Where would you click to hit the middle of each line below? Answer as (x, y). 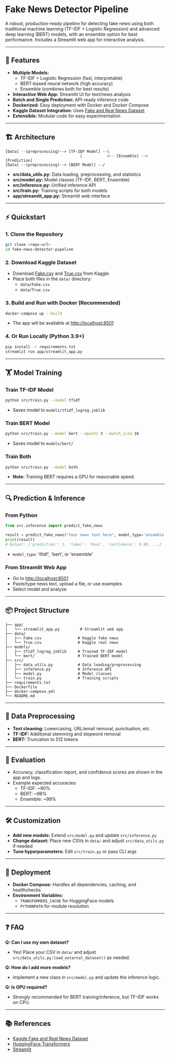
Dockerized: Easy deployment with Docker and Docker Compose (81, 105)
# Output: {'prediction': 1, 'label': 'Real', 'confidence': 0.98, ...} (83, 544)
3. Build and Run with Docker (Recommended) (63, 303)
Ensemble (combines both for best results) (65, 89)
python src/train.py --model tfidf (43, 400)
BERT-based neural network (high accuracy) (66, 83)
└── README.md (20, 696)
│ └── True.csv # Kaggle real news (62, 642)
